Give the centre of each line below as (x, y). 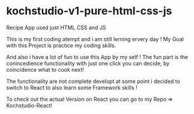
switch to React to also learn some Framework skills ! (72, 87)
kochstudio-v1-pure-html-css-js (89, 11)
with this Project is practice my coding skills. (61, 45)
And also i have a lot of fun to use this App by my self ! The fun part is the (97, 57)
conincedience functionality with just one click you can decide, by (88, 63)
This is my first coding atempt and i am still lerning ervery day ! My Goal (95, 39)
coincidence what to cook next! (45, 69)
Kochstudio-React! (29, 105)
